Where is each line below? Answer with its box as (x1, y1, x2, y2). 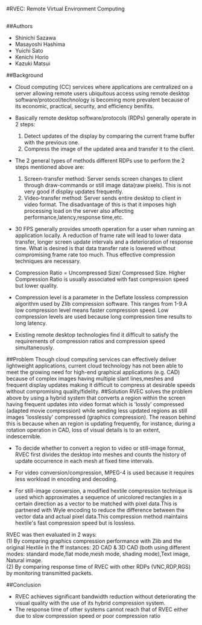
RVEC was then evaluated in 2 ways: (6, 531, 97, 539)
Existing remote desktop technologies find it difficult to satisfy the (14, 331, 178, 338)
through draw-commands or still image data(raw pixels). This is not (24, 181, 191, 189)
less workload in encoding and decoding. (14, 476, 118, 483)
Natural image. (6, 557, 43, 564)
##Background (6, 72, 43, 79)
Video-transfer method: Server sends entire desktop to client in (24, 195, 182, 202)
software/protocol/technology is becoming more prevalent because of (14, 96, 190, 103)
